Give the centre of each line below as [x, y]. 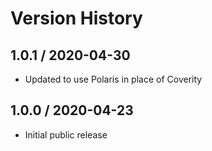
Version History [76, 18]
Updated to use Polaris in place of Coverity [113, 79]
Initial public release [66, 134]
